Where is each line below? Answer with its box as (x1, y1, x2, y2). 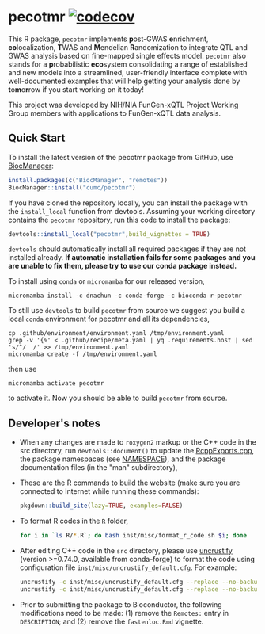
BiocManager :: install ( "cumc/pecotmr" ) (8, 183, 136, 192)
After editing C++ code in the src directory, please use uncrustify (19, 545, 233, 555)
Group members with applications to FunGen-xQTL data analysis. (8, 108, 221, 118)
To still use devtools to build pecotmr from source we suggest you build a (8, 306, 245, 315)
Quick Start (8, 132, 66, 145)
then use (8, 365, 37, 374)
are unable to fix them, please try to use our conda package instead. (8, 262, 237, 271)
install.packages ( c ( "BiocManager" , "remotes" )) (8, 176, 168, 184)
